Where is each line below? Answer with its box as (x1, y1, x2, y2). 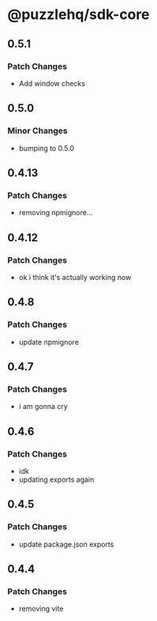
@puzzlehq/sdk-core (7, 6, 150, 24)
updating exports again (18, 475, 95, 484)
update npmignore (18, 337, 80, 346)
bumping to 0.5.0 (18, 143, 75, 153)
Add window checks (18, 78, 86, 88)
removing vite (18, 604, 64, 614)
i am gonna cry (18, 402, 68, 411)
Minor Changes (7, 125, 68, 136)
